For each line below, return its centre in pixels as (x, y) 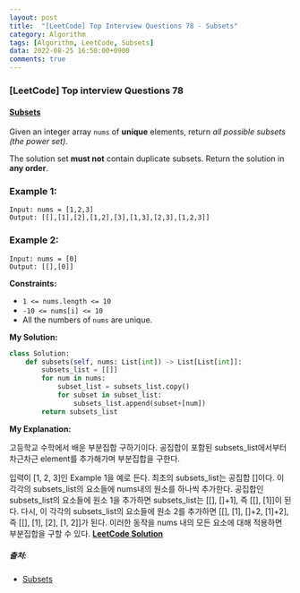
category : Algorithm (48, 34)
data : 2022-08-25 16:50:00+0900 (69, 51)
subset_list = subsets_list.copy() (124, 387)
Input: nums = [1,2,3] (51, 210)
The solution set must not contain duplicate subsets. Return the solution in (147, 159)
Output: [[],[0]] (42, 266)
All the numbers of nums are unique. (87, 320)
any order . (29, 168)
